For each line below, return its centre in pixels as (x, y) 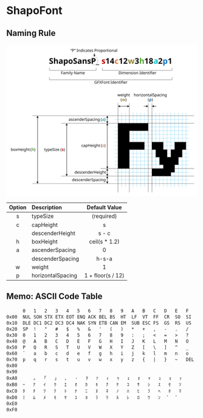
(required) (104, 216)
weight (40, 267)
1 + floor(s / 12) (104, 276)
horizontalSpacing (54, 276)
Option (18, 207)
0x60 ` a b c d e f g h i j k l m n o (98, 354)
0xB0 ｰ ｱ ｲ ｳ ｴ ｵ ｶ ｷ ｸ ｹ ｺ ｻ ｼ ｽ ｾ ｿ (94, 385)
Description (46, 207)
